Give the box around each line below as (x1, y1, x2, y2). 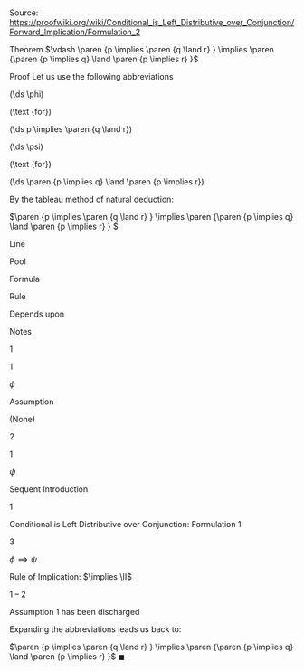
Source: (9, 7, 39, 18)
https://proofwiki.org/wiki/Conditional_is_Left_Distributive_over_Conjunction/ (9, 17, 295, 28)
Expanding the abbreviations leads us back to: (9, 624, 182, 635)
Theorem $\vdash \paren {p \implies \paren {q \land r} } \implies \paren (9, 44, 274, 55)
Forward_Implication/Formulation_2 (9, 26, 141, 38)
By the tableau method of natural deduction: (9, 194, 175, 205)
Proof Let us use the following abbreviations (9, 71, 174, 82)
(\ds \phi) (9, 89, 44, 99)
